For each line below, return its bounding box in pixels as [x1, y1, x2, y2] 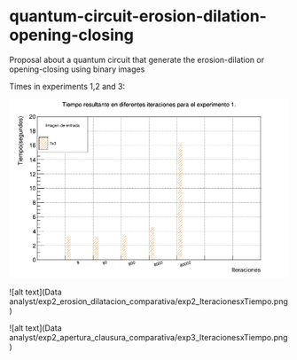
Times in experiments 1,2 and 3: [9, 81, 126, 91]
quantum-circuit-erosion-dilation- [9, 6, 268, 27]
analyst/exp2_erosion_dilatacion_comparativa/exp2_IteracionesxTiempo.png [9, 295, 288, 307]
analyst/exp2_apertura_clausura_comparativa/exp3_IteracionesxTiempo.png [9, 332, 288, 342]
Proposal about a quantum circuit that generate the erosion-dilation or [9, 54, 264, 65]
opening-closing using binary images [9, 64, 145, 74]
